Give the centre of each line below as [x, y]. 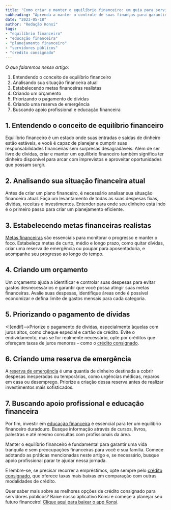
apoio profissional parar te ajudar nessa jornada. [56, 461]
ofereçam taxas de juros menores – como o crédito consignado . [72, 343]
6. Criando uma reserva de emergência [68, 359]
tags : [11, 29]
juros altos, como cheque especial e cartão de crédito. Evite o [70, 332]
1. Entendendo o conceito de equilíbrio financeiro [84, 125]
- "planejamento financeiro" [36, 43]
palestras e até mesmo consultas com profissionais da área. [68, 435]
